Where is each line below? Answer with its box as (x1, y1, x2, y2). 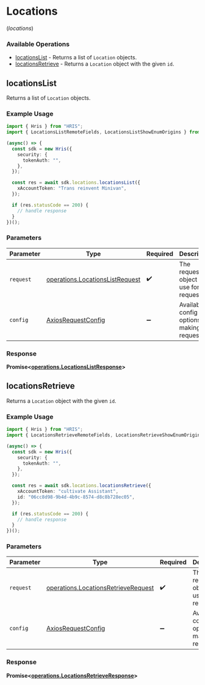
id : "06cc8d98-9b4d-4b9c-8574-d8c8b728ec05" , (17, 494, 135, 500)
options (179, 315, 201, 324)
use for (179, 283, 200, 291)
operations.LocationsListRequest (46, 275, 141, 283)
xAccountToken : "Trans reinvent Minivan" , (17, 185, 127, 192)
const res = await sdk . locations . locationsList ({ (12, 179, 140, 186)
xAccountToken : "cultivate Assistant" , (17, 488, 119, 495)
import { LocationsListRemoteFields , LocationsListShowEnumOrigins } (6, 129, 187, 135)
